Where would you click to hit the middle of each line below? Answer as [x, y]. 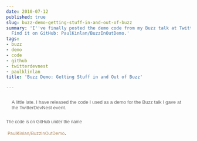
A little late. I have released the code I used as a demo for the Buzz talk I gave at [96, 103]
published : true [26, 17]
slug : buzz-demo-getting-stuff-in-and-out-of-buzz [69, 22]
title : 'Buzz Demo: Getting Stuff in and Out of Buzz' [74, 77]
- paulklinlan [23, 72]
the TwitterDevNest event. [39, 108]
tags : [13, 39]
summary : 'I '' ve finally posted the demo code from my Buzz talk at [91, 28]
